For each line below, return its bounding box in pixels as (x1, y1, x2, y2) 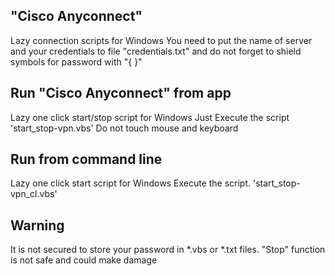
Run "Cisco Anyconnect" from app (10, 85, 232, 102)
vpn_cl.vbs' (10, 188, 58, 200)
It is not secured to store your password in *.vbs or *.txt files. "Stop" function (10, 244, 326, 256)
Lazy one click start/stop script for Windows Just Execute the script (10, 111, 290, 123)
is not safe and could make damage (10, 254, 158, 266)
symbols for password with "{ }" (10, 55, 143, 68)
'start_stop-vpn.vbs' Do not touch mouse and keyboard (10, 122, 239, 134)
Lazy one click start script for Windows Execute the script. (10, 177, 252, 189)
